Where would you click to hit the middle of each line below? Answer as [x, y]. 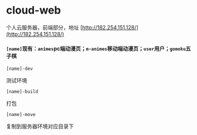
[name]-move [21, 115]
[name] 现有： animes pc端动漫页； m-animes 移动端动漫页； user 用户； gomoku [96, 49]
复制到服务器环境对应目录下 [40, 126]
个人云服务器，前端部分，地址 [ [45, 27]
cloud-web [34, 10]
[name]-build [22, 92]
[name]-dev [20, 69]
